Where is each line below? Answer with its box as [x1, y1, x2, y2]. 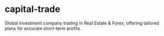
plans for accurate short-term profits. [4, 25, 81, 31]
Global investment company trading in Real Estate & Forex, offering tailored [4, 20, 159, 26]
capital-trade [4, 3, 60, 15]
